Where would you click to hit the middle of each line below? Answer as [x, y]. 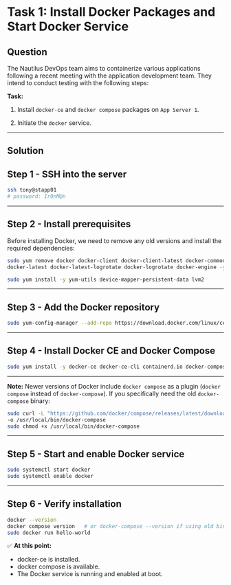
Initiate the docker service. [54, 123]
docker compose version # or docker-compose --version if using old [110, 526]
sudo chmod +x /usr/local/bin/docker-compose [73, 426]
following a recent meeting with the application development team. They [109, 76]
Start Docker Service [68, 26]
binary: [40, 401]
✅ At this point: [29, 546]
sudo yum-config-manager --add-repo [59, 323]
